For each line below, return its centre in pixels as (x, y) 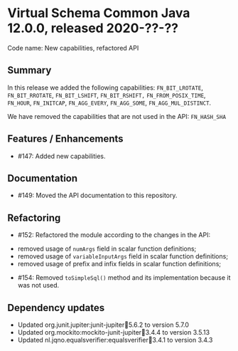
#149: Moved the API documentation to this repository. (97, 195)
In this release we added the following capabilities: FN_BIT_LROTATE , (106, 88)
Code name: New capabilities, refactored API (73, 48)
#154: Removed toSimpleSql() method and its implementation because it (124, 278)
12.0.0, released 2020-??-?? (93, 28)
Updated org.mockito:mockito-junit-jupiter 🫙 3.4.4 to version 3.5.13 (114, 332)
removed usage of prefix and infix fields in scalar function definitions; (119, 264)
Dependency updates (56, 308)
